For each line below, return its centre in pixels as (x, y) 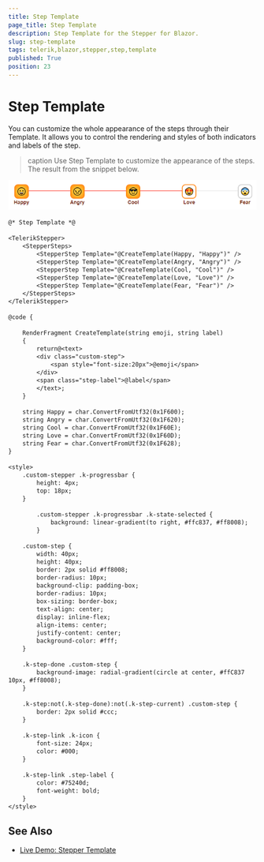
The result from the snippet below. (83, 169)
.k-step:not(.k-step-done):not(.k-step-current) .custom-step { (130, 704)
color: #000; (58, 751)
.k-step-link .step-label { (68, 775)
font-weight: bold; (69, 791)
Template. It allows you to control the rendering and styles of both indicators (132, 137)
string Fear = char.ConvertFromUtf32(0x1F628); (102, 444)
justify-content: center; (79, 633)
